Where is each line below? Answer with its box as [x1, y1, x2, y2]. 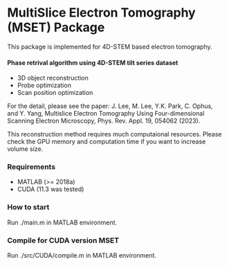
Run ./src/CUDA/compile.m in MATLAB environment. [7, 251, 157, 260]
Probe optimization [17, 81, 71, 89]
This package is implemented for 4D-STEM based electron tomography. [7, 42, 212, 51]
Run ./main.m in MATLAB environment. [7, 218, 118, 227]
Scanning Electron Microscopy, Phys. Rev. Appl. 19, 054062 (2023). [7, 116, 201, 125]
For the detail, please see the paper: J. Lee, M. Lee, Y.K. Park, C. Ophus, [7, 102, 213, 110]
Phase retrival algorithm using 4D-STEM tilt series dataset [7, 58, 178, 66]
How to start [7, 202, 50, 212]
